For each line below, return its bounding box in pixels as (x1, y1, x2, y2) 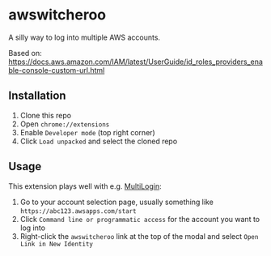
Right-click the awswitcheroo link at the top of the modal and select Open (19, 231, 259, 241)
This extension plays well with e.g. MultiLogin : (8, 181, 162, 191)
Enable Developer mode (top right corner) (19, 127, 155, 137)
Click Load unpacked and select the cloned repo (19, 136, 178, 146)
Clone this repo (19, 110, 71, 120)
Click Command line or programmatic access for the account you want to (19, 214, 260, 224)
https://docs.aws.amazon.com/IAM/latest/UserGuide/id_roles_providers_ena (8, 57, 263, 66)
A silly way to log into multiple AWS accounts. (8, 32, 160, 42)
